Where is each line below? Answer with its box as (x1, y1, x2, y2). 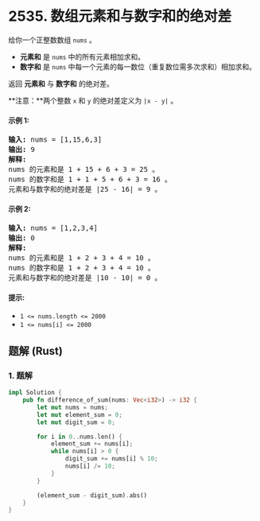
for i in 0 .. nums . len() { (37, 433, 123, 441)
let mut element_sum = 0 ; (37, 410, 123, 418)
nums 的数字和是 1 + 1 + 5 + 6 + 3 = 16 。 (8, 175, 173, 184)
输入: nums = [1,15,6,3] (8, 135, 103, 144)
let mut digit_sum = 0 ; (37, 418, 115, 426)
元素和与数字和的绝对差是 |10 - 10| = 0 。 (8, 274, 162, 282)
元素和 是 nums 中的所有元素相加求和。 (19, 52, 146, 61)
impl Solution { (8, 389, 62, 397)
